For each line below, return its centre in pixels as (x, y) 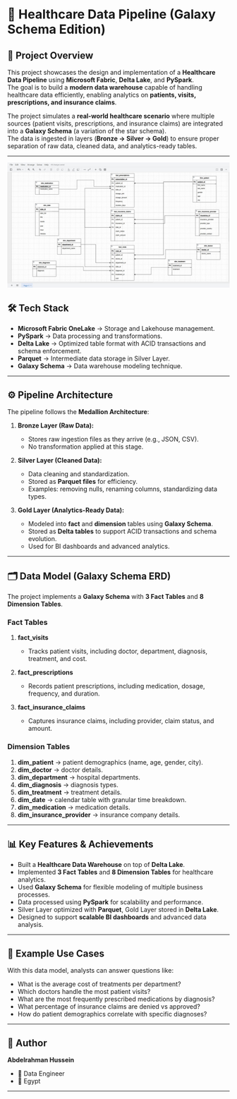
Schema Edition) (56, 29)
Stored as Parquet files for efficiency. (83, 482)
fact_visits (33, 638)
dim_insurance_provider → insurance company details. (99, 815)
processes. (34, 894)
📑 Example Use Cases (56, 953)
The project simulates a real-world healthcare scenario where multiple (111, 116)
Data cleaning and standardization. (79, 474)
